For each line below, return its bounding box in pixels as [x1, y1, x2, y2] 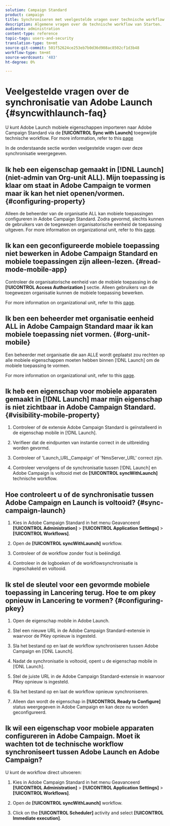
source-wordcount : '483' [5, 54, 58, 60]
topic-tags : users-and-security [5, 36, 74, 41]
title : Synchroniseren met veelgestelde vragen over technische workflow [5, 17, 165, 22]
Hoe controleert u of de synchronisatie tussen [5, 490, 154, 499]
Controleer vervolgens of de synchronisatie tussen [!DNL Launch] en [12, 465, 157, 471]
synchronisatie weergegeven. [5, 151, 67, 157]
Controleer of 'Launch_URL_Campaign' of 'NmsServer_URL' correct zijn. [12, 455, 163, 461]
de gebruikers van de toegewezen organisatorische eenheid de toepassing [5, 221, 162, 227]
